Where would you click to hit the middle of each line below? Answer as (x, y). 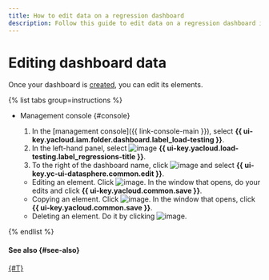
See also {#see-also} (44, 250)
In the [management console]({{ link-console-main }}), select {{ (137, 131)
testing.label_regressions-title (84, 157)
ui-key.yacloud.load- (203, 148)
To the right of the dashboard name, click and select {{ (137, 166)
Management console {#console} (75, 116)
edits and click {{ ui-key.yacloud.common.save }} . (117, 191)
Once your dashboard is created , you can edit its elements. (106, 85)
